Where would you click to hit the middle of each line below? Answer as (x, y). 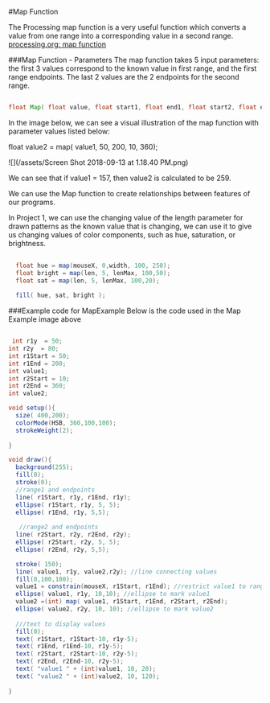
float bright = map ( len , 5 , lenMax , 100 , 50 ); (93, 273)
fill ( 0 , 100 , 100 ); (45, 579)
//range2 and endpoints (59, 527)
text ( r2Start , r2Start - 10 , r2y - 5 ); (77, 654)
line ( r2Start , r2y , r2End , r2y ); (73, 535)
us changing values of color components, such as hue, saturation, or (122, 234)
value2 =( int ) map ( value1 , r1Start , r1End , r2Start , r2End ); (122, 602)
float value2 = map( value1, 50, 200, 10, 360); (83, 146)
